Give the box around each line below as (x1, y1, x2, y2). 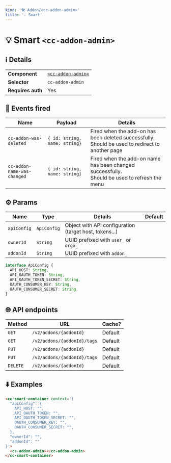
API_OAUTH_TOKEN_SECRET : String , (10, 277, 81, 282)
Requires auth (8, 87, 43, 94)
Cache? (102, 321, 121, 328)
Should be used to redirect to (90, 141, 160, 148)
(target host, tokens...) (65, 228, 118, 235)
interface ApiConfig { (5, 263, 53, 268)
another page (90, 147, 123, 154)
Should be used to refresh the (90, 174, 162, 182)
